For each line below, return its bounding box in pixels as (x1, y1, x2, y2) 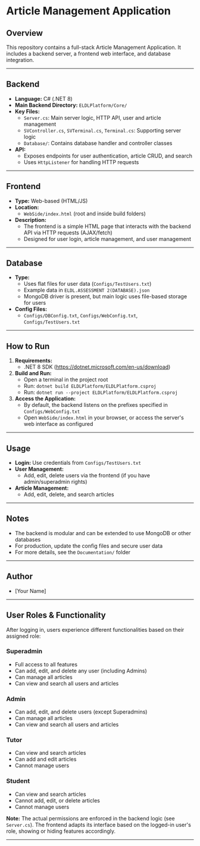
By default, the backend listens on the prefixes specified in (23, 402, 168, 409)
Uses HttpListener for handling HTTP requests (23, 158, 139, 165)
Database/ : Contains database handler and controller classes (23, 139, 173, 147)
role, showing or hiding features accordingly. (6, 828, 116, 835)
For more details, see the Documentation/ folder (14, 548, 131, 555)
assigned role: (6, 632, 41, 640)
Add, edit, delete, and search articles (23, 491, 114, 498)
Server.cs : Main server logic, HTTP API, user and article (23, 114, 162, 121)
